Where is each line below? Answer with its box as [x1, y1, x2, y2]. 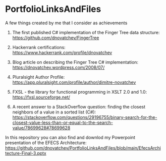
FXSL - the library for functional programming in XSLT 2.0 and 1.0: [12, 89, 147, 95]
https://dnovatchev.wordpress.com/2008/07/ [12, 64, 105, 70]
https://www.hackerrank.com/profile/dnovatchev [12, 50, 112, 55]
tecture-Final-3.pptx [5, 150, 47, 156]
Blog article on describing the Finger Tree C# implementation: [12, 59, 139, 65]
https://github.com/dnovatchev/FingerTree [12, 35, 99, 41]
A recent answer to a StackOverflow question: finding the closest [12, 104, 146, 109]
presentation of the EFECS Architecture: [5, 140, 87, 146]
